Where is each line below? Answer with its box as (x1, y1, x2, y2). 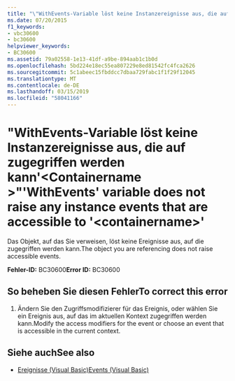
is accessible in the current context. (17, 326, 121, 335)
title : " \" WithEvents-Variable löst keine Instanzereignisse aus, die (7, 10, 218, 17)
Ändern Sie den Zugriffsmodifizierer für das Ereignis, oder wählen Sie (17, 304, 218, 312)
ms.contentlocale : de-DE (7, 82, 80, 89)
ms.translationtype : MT (7, 75, 77, 82)
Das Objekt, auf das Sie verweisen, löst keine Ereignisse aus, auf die (7, 237, 204, 245)
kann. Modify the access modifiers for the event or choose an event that (17, 319, 225, 327)
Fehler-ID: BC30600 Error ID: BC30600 (7, 265, 120, 273)
